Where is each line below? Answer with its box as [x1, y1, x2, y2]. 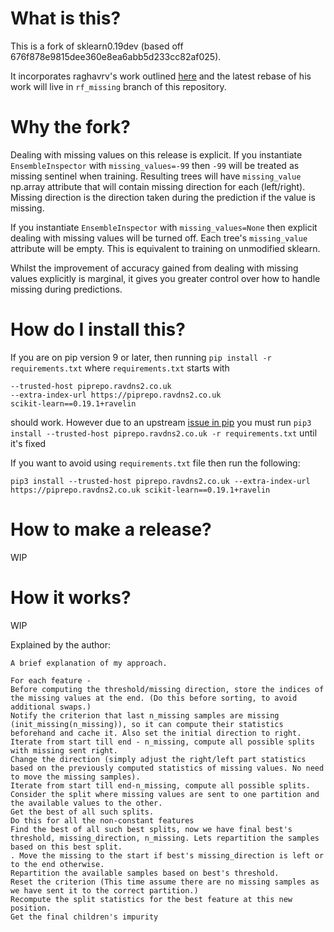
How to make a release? [10, 518, 212, 541]
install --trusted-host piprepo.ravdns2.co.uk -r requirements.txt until [10, 427, 318, 439]
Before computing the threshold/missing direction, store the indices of [10, 684, 325, 694]
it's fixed [10, 437, 47, 449]
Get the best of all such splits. [10, 807, 155, 817]
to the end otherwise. [10, 859, 105, 869]
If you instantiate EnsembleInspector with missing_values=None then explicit [10, 221, 318, 233]
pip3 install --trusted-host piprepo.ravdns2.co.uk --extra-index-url [10, 476, 311, 486]
